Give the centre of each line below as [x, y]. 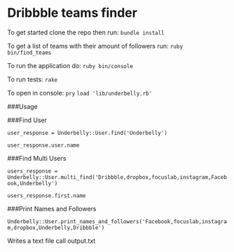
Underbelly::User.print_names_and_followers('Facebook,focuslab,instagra [117, 221]
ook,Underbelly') [33, 183]
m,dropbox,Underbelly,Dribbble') [56, 227]
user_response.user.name [43, 145]
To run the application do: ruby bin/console [70, 65]
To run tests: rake [33, 79]
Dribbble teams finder [73, 13]
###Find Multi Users [37, 158]
